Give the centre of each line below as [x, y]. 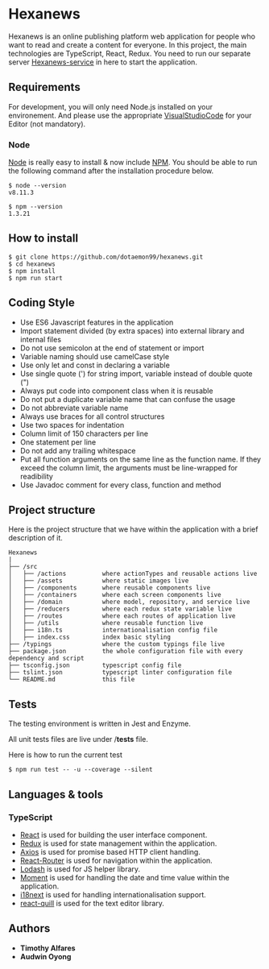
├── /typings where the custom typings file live [117, 644]
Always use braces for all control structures [92, 416]
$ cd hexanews [32, 264]
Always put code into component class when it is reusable [116, 391]
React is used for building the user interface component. [114, 834]
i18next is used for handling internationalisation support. [113, 894]
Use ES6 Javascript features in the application [97, 322]
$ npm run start [35, 278]
